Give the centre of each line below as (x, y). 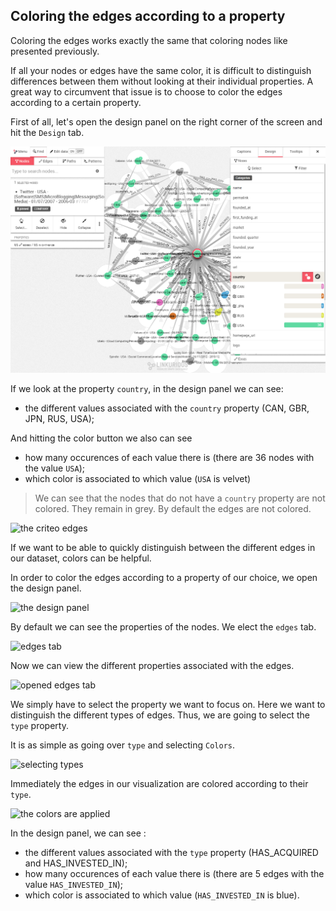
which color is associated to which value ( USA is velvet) (138, 478)
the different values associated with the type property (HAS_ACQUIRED (171, 852)
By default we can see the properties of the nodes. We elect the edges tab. (163, 626)
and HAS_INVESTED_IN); (76, 863)
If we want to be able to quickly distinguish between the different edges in (163, 547)
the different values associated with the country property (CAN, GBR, (167, 408)
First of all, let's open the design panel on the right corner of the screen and (166, 121)
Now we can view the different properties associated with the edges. (152, 665)
